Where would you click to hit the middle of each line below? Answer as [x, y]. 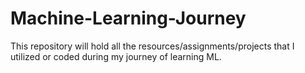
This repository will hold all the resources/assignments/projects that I [152, 46]
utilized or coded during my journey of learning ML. [116, 56]
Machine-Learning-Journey [128, 18]
